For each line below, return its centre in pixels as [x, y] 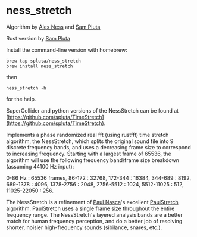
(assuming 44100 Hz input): [40, 166]
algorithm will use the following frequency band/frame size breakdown [93, 160]
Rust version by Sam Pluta [38, 38]
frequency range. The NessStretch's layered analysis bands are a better [94, 214]
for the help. [21, 99]
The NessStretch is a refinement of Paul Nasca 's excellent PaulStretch [92, 202]
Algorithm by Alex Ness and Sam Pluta [53, 27]
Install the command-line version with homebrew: [67, 50]
